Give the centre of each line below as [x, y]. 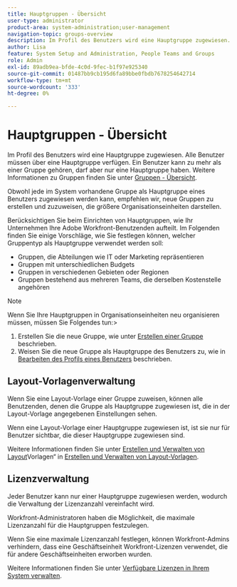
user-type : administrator [46, 21]
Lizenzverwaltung [48, 479]
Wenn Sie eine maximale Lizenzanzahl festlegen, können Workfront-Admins [118, 538]
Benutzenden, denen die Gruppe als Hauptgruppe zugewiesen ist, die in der [118, 406]
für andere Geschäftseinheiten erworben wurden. [80, 554]
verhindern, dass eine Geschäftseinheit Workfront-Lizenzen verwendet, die [118, 546]
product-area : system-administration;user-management [89, 27]
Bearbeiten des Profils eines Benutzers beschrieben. [95, 359]
